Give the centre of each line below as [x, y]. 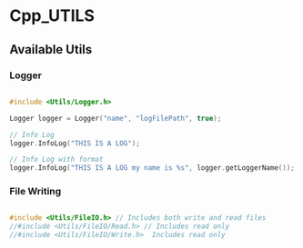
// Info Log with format [56, 160]
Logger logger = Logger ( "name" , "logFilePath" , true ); [116, 118]
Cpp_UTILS [52, 16]
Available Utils [51, 50]
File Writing [35, 192]
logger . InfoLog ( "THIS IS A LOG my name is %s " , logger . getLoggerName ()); [152, 168]
